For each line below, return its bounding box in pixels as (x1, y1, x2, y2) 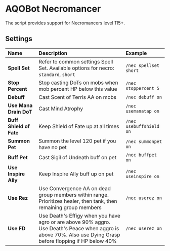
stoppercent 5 (125, 85, 160, 91)
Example (125, 49, 147, 56)
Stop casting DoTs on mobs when (38, 79, 118, 86)
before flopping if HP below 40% (38, 237, 117, 244)
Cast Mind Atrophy (38, 105, 83, 112)
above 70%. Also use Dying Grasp (38, 231, 120, 238)
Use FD (8, 225, 26, 232)
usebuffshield (125, 123, 160, 129)
